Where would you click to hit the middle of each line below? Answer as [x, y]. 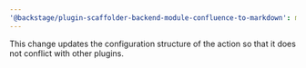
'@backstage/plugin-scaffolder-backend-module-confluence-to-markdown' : [150, 18]
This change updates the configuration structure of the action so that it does [153, 44]
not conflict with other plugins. [67, 53]
